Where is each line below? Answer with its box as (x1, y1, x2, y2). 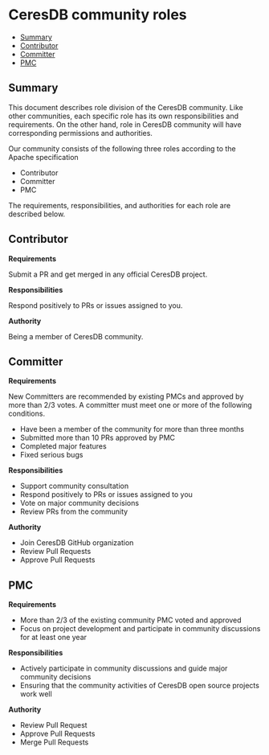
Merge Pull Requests (19, 737, 89, 747)
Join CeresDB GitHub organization (19, 538, 134, 548)
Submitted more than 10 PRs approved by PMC (19, 433, 175, 443)
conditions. (8, 408, 46, 419)
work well (19, 689, 52, 699)
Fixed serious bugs (19, 450, 84, 460)
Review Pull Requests (19, 547, 92, 556)
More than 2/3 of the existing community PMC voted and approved (19, 615, 243, 625)
